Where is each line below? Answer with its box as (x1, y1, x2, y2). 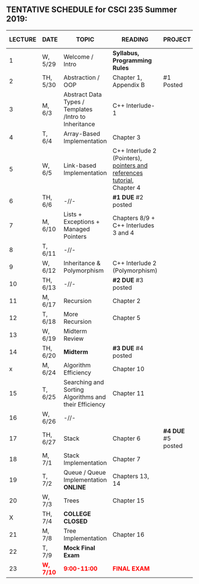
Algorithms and (63, 393, 107, 401)
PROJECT (163, 35, 191, 43)
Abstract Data (63, 90, 102, 98)
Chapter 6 (112, 434, 141, 443)
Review (63, 334, 84, 343)
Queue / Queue (63, 468, 107, 476)
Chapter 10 (112, 364, 145, 373)
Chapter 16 (112, 530, 145, 538)
